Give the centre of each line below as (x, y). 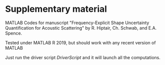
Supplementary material (56, 9)
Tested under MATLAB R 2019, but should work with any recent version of (81, 42)
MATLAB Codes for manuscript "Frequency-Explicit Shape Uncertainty (77, 23)
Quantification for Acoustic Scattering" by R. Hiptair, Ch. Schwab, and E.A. (81, 28)
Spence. (14, 33)
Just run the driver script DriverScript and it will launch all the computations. (83, 57)
